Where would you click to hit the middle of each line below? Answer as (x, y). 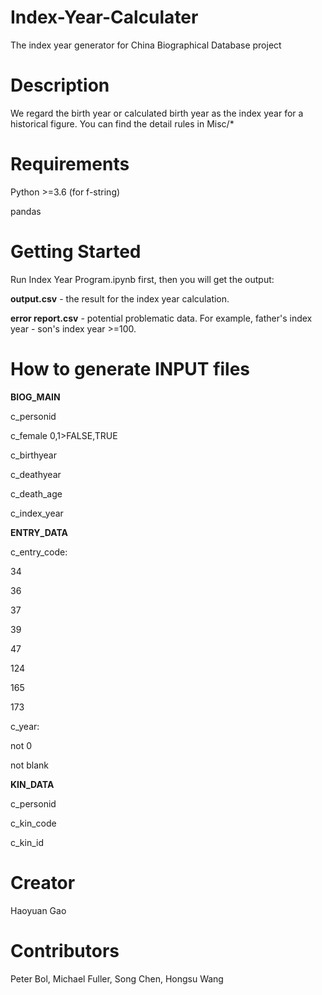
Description (60, 85)
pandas (26, 211)
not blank (29, 765)
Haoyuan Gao (38, 910)
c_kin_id (27, 842)
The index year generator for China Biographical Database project (146, 45)
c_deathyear (36, 474)
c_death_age (36, 493)
